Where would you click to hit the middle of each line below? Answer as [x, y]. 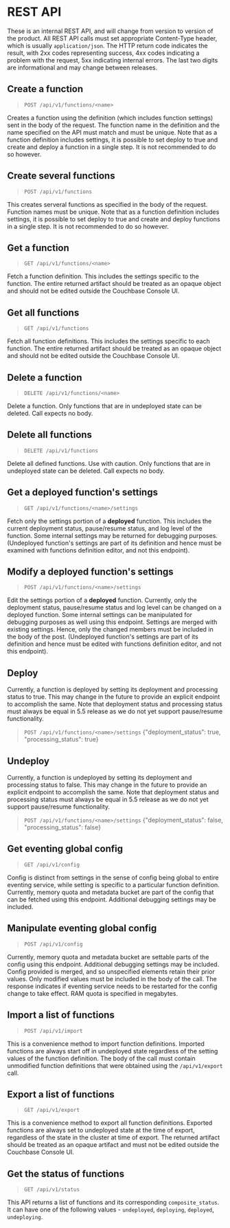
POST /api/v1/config [53, 944]
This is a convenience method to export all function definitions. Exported [110, 1123]
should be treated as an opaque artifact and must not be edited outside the [113, 1145]
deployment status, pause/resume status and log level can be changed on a [114, 607]
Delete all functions [50, 435]
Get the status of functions [66, 1173]
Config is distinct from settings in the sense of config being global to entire [113, 878]
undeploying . [25, 1217]
